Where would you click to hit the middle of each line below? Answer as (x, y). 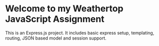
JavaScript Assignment (55, 19)
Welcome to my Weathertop (64, 9)
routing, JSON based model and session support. (56, 38)
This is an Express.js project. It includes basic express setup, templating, (80, 33)
